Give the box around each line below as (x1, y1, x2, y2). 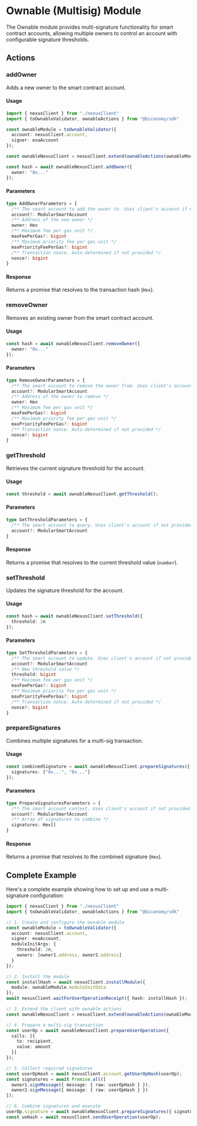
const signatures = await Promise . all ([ (6, 1076, 107, 1082)
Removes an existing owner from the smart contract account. (6, 314, 154, 321)
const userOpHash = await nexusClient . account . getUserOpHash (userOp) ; (6, 1071, 182, 1077)
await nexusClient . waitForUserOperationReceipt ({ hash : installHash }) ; (6, 996, 188, 1002)
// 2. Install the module (6, 973, 69, 979)
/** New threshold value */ (11, 666, 80, 672)
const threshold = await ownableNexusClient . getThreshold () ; (6, 491, 159, 497)
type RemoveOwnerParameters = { (6, 377, 85, 383)
